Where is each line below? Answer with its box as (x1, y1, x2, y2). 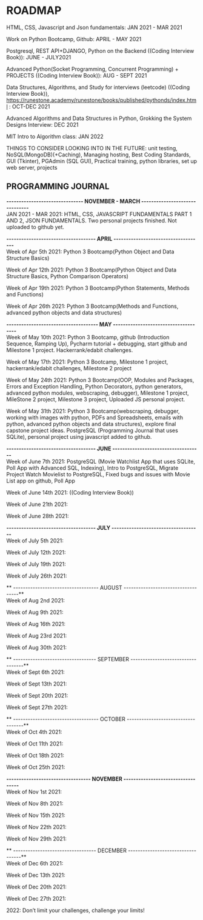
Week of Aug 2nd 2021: (6, 596, 65, 604)
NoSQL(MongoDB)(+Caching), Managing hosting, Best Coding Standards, (6, 151, 191, 158)
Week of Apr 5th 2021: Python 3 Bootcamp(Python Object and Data (6, 248, 175, 255)
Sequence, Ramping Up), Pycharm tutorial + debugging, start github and (6, 340, 187, 347)
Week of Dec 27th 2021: (6, 895, 67, 902)
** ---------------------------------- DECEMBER (6, 847, 127, 854)
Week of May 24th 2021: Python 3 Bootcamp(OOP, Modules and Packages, (6, 376, 195, 384)
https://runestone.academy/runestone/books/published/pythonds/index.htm (6, 96, 197, 104)
